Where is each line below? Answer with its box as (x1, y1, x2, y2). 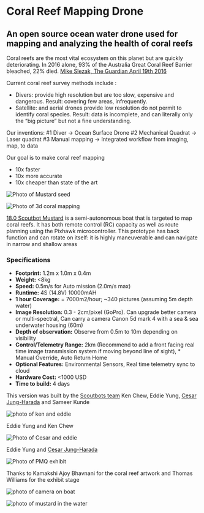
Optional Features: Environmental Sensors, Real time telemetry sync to (15, 361, 195, 368)
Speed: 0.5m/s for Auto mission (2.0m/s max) (15, 283, 131, 290)
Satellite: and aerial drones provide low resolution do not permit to (15, 104, 182, 111)
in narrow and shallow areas (6, 241, 78, 247)
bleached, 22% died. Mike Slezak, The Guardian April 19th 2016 (6, 67, 167, 75)
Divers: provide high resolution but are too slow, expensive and (15, 91, 175, 99)
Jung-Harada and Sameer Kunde (6, 399, 90, 406)
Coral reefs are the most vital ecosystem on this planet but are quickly (6, 54, 183, 62)
